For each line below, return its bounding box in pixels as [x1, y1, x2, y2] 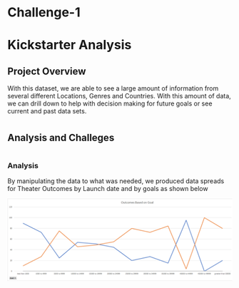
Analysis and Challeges [7, 132, 115, 144]
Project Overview [7, 65, 86, 77]
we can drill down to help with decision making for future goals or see [7, 99, 213, 108]
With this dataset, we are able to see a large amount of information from [7, 84, 219, 93]
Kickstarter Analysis [7, 37, 132, 53]
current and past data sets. [7, 107, 87, 115]
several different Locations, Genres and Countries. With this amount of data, [7, 92, 232, 101]
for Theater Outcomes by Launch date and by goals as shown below [7, 184, 208, 192]
